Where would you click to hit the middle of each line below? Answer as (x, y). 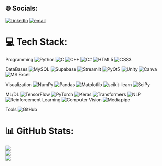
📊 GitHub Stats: (40, 131)
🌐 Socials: (22, 8)
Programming (19, 59)
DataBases (16, 69)
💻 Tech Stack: (36, 42)
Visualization (18, 84)
